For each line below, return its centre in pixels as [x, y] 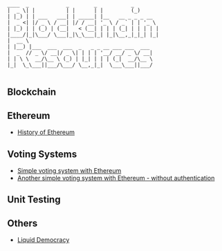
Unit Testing [34, 199]
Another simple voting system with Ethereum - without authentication [116, 178]
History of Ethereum [46, 132]
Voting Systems [42, 154]
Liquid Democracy [43, 240]
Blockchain [32, 92]
